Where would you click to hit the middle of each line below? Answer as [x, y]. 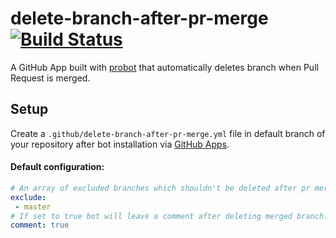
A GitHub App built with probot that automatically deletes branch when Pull [164, 67]
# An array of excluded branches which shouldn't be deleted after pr [160, 188]
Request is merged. [50, 78]
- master [33, 207]
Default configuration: [57, 167]
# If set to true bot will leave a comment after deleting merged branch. [169, 216]
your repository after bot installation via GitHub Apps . [120, 144]
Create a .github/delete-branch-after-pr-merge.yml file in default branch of [168, 133]
